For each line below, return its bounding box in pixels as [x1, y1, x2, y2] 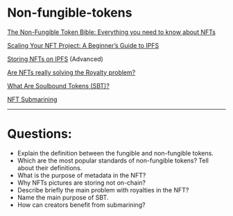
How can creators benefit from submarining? [17, 200, 146, 209]
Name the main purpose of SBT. [17, 193, 109, 201]
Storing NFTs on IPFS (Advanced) [7, 54, 104, 63]
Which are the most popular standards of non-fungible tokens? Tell [17, 156, 209, 165]
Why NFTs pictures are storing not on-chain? [17, 178, 146, 187]
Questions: [7, 126, 73, 142]
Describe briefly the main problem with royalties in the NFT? [17, 185, 189, 194]
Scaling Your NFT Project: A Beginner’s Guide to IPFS [7, 41, 159, 49]
